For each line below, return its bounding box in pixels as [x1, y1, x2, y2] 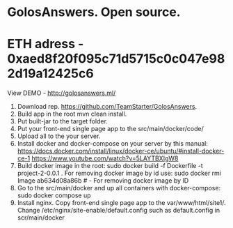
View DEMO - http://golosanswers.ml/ [7, 89, 116, 98]
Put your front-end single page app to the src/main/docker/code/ [17, 125, 204, 133]
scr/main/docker [17, 213, 65, 222]
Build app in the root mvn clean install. [17, 109, 127, 119]
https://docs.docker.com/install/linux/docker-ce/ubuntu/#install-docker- [17, 147, 225, 155]
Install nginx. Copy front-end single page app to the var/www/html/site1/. [17, 199, 226, 207]
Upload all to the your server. [17, 132, 101, 140]
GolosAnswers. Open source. [7, 4, 181, 20]
